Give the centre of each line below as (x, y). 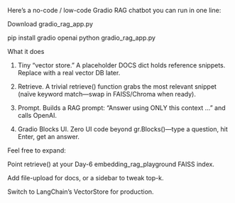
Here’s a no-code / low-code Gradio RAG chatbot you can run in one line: (114, 10)
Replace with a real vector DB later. (69, 73)
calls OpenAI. (37, 115)
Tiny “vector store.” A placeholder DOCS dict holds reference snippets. (121, 65)
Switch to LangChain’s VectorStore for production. (81, 192)
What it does (26, 51)
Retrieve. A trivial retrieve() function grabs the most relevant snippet (117, 87)
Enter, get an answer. (49, 137)
